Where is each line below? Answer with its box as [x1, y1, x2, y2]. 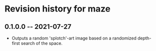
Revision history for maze [4, 3, 111, 14]
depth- [137, 35, 152, 41]
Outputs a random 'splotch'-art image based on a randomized [11, 35, 137, 41]
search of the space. [21, 40, 63, 46]
